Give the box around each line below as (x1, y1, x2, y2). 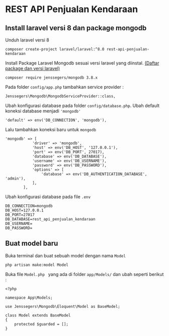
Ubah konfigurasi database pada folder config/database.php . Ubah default (5, 102, 160, 108)
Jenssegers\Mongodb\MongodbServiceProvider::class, (5, 94, 116, 99)
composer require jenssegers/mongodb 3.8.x (5, 75, 98, 80)
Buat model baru (5, 239, 58, 248)
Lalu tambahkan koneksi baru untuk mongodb (5, 127, 97, 132)
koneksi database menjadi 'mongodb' (5, 108, 81, 114)
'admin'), (5, 176, 26, 181)
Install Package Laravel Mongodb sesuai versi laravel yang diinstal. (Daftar (5, 60, 159, 66)
